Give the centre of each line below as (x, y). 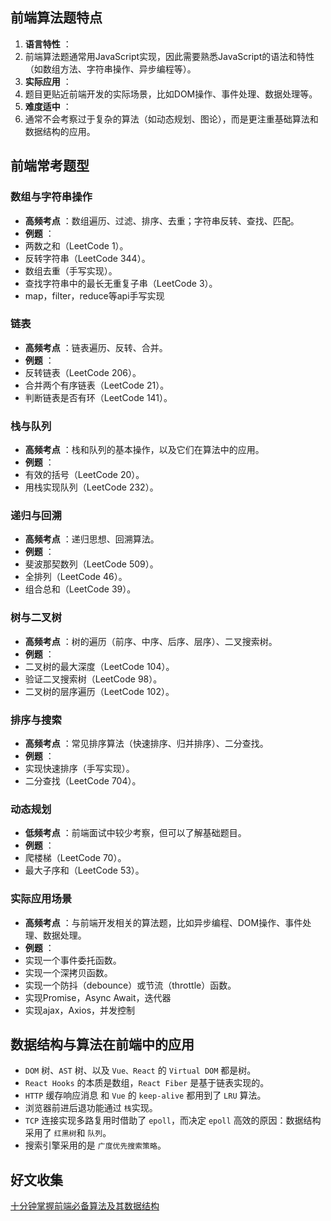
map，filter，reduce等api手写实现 (94, 295)
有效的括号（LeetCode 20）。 (84, 475)
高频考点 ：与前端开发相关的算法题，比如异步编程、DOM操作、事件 (163, 922)
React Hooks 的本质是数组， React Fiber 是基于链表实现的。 (147, 1083)
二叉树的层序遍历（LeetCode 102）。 (99, 691)
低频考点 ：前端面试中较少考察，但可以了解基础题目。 (135, 833)
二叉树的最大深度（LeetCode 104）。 (99, 666)
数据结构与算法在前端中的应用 (102, 1044)
